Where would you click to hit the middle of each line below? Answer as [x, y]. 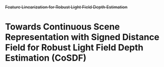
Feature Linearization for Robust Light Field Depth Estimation [66, 7]
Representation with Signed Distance [82, 37]
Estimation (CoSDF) [46, 58]
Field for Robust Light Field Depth [74, 48]
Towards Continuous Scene [62, 27]
